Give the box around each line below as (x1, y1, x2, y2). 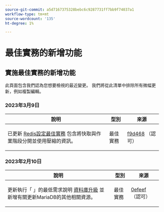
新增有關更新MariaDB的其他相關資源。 (7, 193, 96, 200)
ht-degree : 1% (5, 21, 34, 26)
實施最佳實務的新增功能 (5, 68, 76, 77)
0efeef (131, 186, 146, 193)
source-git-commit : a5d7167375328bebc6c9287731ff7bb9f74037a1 (5, 7, 134, 12)
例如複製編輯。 (13, 88, 44, 94)
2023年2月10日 (5, 158, 42, 165)
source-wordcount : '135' (5, 16, 56, 21)
